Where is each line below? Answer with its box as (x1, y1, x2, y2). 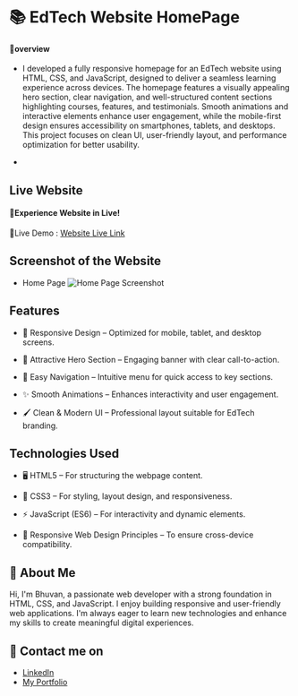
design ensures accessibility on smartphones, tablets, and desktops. (21, 120, 276, 131)
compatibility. (21, 539, 72, 550)
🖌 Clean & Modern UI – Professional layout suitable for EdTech (21, 407, 255, 417)
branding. (21, 420, 58, 431)
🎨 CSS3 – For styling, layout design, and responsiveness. (21, 491, 233, 502)
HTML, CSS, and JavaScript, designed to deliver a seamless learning (21, 73, 277, 83)
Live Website (9, 183, 83, 198)
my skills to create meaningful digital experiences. (9, 617, 194, 628)
